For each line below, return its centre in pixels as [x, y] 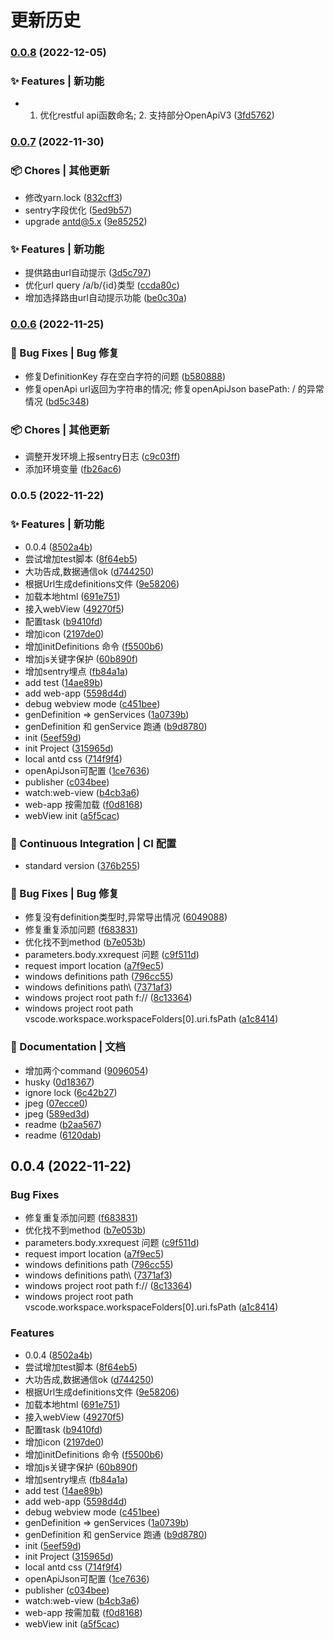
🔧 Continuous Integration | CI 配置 [93, 843]
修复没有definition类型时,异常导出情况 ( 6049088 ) [126, 917]
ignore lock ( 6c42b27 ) [71, 1092]
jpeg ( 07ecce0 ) [56, 1103]
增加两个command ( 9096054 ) [86, 1070]
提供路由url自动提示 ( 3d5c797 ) [88, 272]
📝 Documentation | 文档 [68, 1047]
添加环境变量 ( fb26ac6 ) [73, 469]
